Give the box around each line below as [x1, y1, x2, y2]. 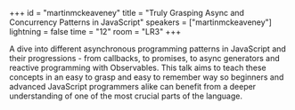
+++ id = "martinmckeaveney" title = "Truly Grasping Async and [9, 8, 245, 18]
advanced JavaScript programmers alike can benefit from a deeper [9, 82, 257, 91]
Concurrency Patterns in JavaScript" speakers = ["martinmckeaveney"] [9, 17, 272, 27]
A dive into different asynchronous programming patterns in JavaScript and [9, 43, 287, 54]
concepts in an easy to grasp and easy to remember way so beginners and [9, 72, 284, 82]
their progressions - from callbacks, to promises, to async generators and [9, 53, 281, 63]
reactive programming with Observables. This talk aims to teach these [9, 62, 266, 73]
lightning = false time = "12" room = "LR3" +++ [9, 27, 181, 36]
